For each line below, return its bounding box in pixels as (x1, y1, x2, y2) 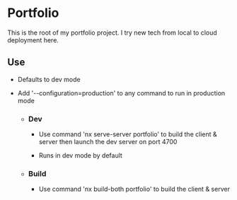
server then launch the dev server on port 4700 (38, 138, 178, 146)
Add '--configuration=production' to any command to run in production (17, 88, 226, 97)
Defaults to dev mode (17, 75, 81, 83)
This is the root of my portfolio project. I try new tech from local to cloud (7, 28, 217, 37)
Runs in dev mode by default (38, 151, 122, 160)
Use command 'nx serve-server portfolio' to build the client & (38, 130, 217, 139)
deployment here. (7, 35, 59, 44)
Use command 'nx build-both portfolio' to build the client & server (38, 185, 230, 194)
